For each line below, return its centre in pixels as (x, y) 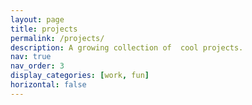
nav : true (31, 57)
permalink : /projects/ (57, 38)
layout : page (37, 19)
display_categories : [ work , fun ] (80, 76)
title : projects (44, 29)
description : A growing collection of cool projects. (127, 47)
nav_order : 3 (37, 66)
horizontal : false (48, 85)
